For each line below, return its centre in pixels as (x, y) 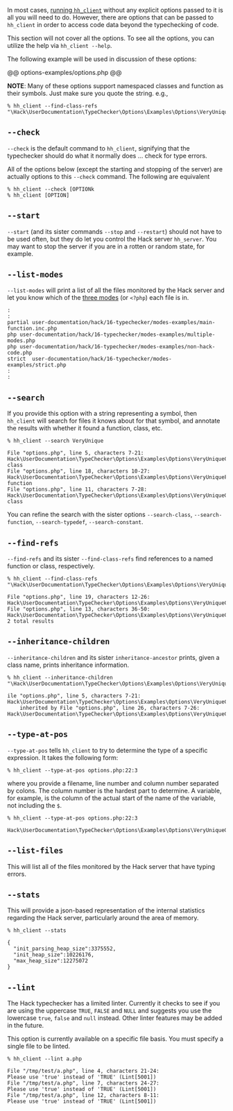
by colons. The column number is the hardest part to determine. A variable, (114, 790)
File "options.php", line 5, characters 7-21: (76, 453)
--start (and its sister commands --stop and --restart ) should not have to (114, 231)
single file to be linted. (39, 1046)
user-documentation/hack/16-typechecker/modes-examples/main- (124, 323)
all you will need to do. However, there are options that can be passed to (110, 17)
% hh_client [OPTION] (38, 195)
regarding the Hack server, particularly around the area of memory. (103, 918)
